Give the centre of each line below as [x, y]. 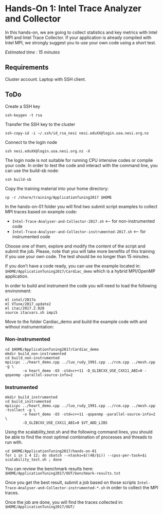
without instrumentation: [29, 326]
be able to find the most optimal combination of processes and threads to [79, 437]
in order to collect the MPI [132, 488]
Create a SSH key [23, 106]
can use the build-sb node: [32, 171]
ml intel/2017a [20, 300]
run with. [14, 442]
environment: [18, 291]
